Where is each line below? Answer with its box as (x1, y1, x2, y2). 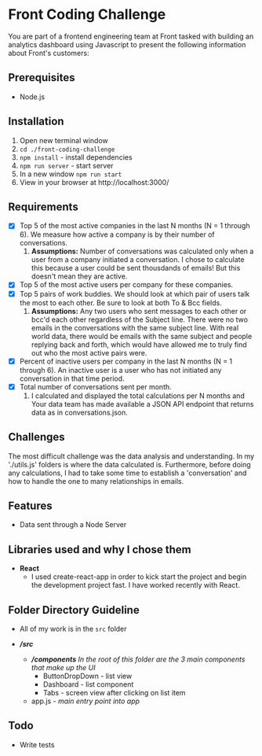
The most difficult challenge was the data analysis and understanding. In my (8, 451, 255, 461)
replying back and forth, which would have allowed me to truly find (31, 340, 247, 349)
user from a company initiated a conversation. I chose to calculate (31, 255, 245, 264)
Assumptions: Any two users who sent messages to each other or (31, 306, 247, 315)
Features (8, 499, 53, 512)
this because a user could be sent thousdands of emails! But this (31, 264, 241, 273)
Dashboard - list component (42, 679, 134, 689)
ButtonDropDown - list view (42, 671, 133, 680)
